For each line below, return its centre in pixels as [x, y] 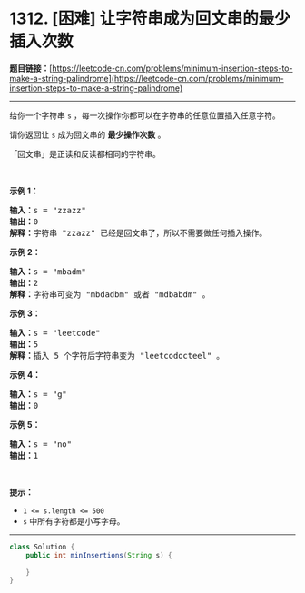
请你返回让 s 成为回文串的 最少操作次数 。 [88, 134]
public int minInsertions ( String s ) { [99, 555]
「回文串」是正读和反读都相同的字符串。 [85, 153]
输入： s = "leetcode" [55, 333]
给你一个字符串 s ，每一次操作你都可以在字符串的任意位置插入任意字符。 [145, 115]
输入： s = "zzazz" [48, 210]
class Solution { [42, 547]
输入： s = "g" [39, 394]
